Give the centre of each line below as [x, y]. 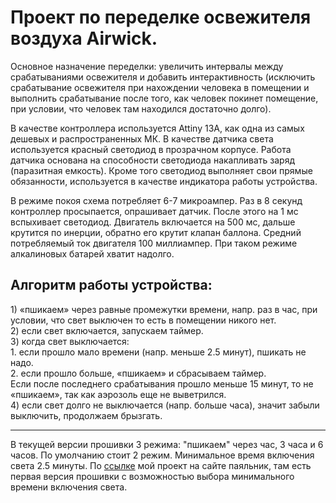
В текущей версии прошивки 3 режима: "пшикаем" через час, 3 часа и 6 [167, 444]
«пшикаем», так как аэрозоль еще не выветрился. [118, 394]
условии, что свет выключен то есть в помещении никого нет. [143, 320]
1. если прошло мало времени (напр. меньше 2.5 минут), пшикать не [158, 352]
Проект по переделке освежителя [161, 17]
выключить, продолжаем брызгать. [86, 415]
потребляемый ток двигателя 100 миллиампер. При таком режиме [154, 243]
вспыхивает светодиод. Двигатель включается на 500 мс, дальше [153, 222]
